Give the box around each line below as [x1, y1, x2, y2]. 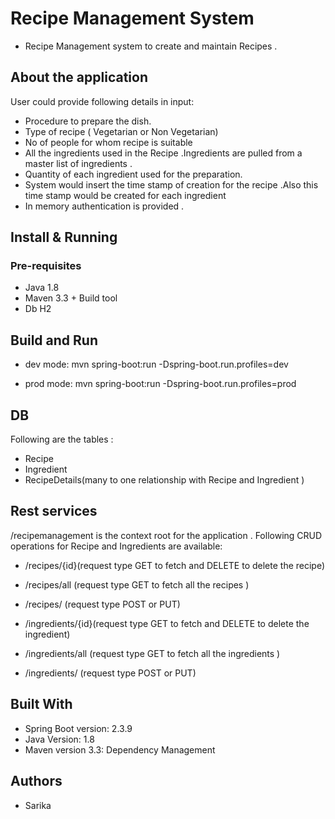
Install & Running [10, 229, 118, 246]
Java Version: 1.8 [24, 733, 95, 745]
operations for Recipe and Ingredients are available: [10, 540, 223, 552]
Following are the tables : [10, 433, 114, 446]
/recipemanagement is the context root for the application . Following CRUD [10, 529, 323, 541]
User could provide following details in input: [10, 95, 195, 107]
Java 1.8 [24, 282, 60, 294]
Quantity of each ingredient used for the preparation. [24, 168, 243, 180]
